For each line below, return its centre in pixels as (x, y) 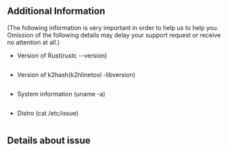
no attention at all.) (34, 42)
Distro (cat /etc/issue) (48, 113)
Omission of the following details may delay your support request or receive (114, 35)
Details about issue (49, 140)
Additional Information (56, 11)
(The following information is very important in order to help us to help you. (113, 27)
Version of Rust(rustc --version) (62, 55)
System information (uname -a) (61, 94)
